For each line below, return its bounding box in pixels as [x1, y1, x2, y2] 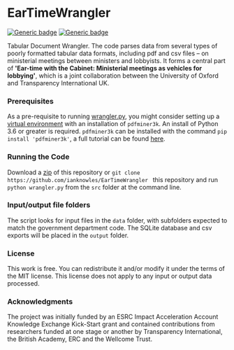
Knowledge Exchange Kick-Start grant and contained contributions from [7, 320, 215, 328]
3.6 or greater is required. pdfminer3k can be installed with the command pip [7, 127, 227, 136]
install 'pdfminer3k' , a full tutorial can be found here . [7, 134, 166, 143]
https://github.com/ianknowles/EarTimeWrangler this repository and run [7, 175, 219, 183]
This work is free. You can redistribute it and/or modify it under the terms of [7, 265, 226, 273]
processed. [7, 279, 40, 288]
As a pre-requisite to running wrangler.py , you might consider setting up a [7, 112, 220, 120]
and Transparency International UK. [7, 78, 110, 87]
